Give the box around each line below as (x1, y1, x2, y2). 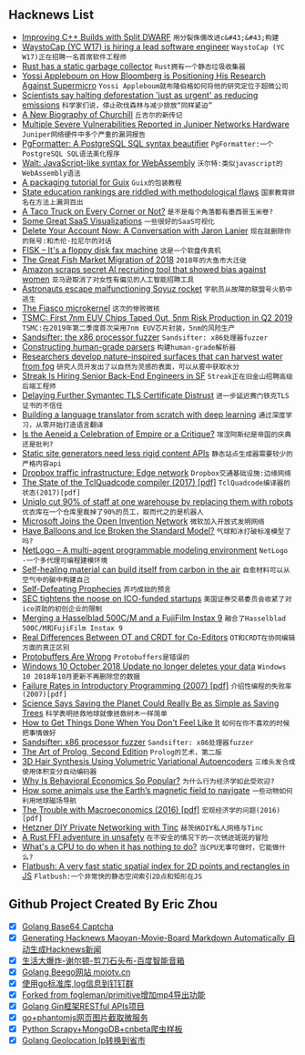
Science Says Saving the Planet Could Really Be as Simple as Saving (21, 697, 280, 709)
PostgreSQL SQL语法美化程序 (21, 149, 120, 159)
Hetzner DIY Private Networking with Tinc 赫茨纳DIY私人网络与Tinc (21, 822, 264, 833)
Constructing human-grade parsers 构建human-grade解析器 (21, 341, 236, 352)
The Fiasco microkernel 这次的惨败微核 (21, 302, 160, 313)
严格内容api (21, 459, 62, 468)
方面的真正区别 (21, 642, 70, 652)
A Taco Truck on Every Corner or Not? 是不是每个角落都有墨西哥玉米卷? (21, 205, 274, 217)
